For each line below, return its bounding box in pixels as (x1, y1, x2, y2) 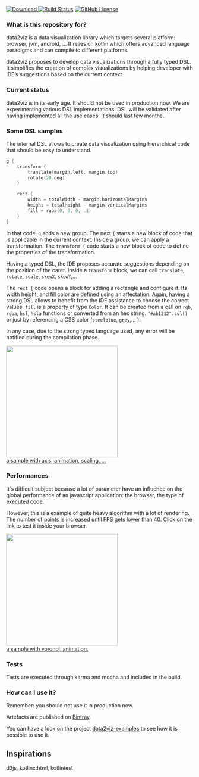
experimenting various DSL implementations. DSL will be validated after (6, 105, 181, 113)
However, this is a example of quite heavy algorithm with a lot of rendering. (6, 509, 189, 516)
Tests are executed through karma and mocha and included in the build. (6, 673, 182, 681)
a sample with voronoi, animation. (6, 645, 89, 652)
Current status (6, 86, 49, 94)
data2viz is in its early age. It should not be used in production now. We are (6, 99, 190, 107)
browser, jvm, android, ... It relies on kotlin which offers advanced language (6, 40, 190, 48)
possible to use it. (6, 731, 49, 738)
